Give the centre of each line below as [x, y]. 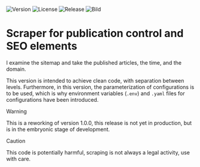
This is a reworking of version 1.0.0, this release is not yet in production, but [99, 123]
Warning [16, 111]
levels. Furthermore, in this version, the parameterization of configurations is [100, 87]
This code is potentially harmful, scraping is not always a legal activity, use [98, 152]
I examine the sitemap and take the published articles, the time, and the [94, 62]
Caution [16, 141]
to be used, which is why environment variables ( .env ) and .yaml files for [96, 93]
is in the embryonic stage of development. [58, 129]
